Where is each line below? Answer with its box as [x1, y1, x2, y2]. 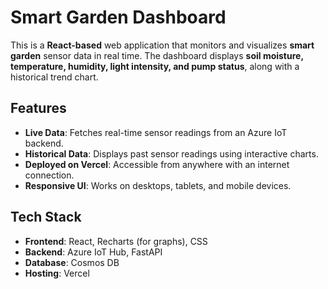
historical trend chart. [10, 71, 99, 83]
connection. [24, 169, 75, 181]
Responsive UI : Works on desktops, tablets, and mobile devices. [24, 179, 292, 191]
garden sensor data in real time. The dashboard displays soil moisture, [10, 49, 304, 61]
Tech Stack [10, 209, 82, 226]
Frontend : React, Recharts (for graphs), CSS [24, 235, 208, 247]
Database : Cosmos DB [24, 256, 120, 268]
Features [10, 100, 67, 117]
